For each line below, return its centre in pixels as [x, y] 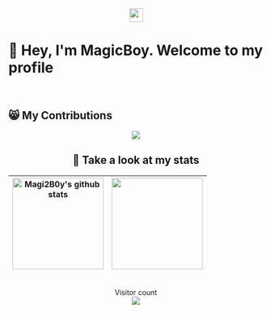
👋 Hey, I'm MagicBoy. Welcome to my [135, 51]
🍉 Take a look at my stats [136, 160]
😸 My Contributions [61, 116]
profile [31, 68]
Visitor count [136, 292]
